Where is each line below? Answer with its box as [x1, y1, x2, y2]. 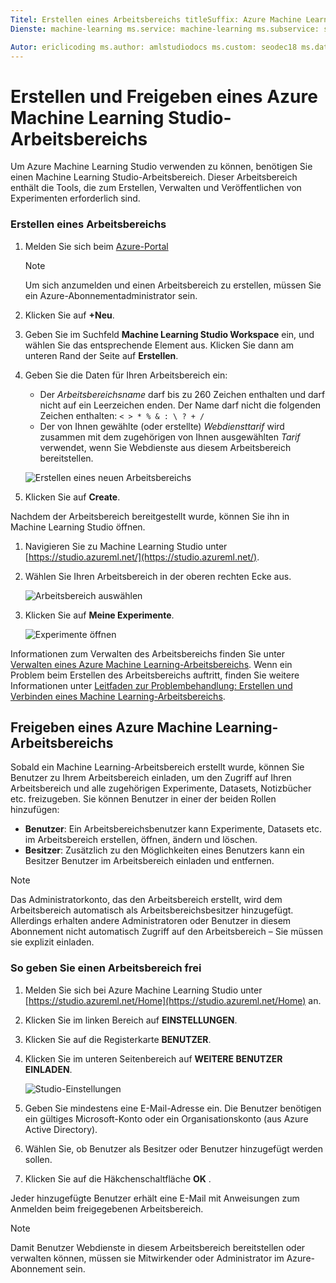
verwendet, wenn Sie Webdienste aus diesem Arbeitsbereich [39, 441, 292, 453]
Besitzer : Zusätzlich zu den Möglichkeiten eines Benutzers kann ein [24, 844, 305, 856]
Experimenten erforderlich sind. [10, 192, 141, 205]
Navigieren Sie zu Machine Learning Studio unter [24, 540, 228, 552]
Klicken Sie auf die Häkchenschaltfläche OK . [24, 1172, 212, 1185]
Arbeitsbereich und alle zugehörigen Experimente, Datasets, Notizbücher [10, 782, 312, 795]
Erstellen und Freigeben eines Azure [10, 85, 318, 108]
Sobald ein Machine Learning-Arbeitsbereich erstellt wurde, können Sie [10, 761, 305, 773]
